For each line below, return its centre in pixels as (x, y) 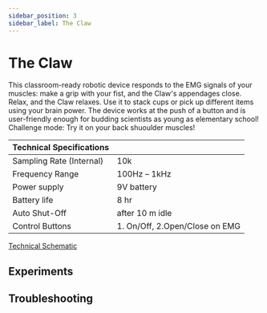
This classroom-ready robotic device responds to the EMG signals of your (130, 85)
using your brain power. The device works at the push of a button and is (127, 111)
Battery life (33, 200)
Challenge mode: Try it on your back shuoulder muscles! (102, 128)
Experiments (41, 271)
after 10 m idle (144, 213)
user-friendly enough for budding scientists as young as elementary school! (133, 119)
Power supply (38, 187)
